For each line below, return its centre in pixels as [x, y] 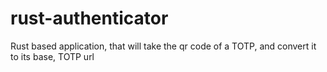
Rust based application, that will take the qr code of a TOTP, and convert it [163, 46]
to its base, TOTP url [52, 56]
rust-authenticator [89, 18]
